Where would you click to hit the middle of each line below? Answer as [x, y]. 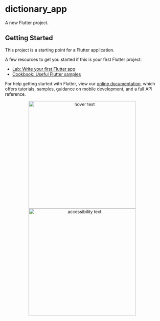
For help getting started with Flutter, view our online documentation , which [80, 83]
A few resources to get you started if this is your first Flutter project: [73, 59]
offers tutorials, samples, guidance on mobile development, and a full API [79, 89]
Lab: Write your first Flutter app [44, 69]
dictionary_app [36, 9]
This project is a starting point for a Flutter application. [60, 50]
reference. [15, 94]
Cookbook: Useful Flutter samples [46, 74]
